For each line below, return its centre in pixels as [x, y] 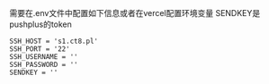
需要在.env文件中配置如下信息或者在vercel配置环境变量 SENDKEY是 [135, 13]
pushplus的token [40, 24]
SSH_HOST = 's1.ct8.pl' [54, 41]
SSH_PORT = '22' [40, 49]
